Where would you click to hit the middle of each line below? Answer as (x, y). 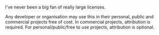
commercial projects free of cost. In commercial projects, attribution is (78, 22)
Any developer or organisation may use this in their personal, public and (79, 17)
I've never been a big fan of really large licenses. (55, 7)
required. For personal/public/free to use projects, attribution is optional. (80, 27)
